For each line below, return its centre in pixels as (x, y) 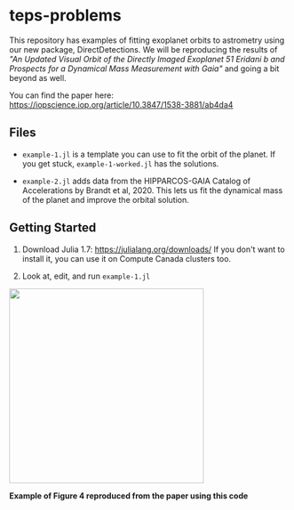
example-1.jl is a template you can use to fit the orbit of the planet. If (148, 154)
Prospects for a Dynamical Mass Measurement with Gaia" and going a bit (144, 69)
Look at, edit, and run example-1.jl (86, 276)
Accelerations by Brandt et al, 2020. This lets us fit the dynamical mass (152, 190)
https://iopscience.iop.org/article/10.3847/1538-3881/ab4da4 (121, 104)
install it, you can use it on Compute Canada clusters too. (127, 258)
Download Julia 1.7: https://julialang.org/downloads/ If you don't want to (154, 249)
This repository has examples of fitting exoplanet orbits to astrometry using (147, 40)
